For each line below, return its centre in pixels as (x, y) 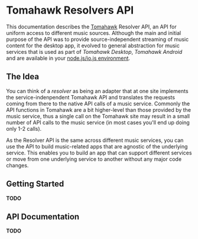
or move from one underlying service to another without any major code (94, 159)
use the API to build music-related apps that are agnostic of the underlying (97, 146)
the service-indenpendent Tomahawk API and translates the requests (91, 97)
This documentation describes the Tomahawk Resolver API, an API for (91, 27)
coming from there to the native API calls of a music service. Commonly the (98, 104)
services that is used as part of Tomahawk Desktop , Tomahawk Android (94, 51)
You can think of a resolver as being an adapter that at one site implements (97, 91)
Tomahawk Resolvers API (70, 10)
